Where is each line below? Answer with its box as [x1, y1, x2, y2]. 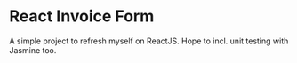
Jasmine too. [9, 44, 57, 55]
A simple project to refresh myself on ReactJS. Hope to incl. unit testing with [9, 35, 289, 46]
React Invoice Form [9, 6, 155, 27]
